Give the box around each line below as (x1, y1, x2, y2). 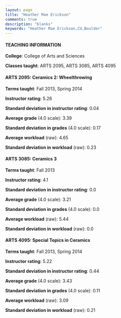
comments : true (5, 17, 37, 22)
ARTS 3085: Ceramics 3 (5, 156, 57, 162)
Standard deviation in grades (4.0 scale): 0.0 (5, 206, 100, 212)
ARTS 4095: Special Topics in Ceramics (5, 237, 91, 243)
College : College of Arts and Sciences (5, 53, 85, 59)
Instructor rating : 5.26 (5, 95, 52, 101)
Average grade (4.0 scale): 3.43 (5, 278, 72, 284)
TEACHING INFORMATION (5, 41, 62, 48)
